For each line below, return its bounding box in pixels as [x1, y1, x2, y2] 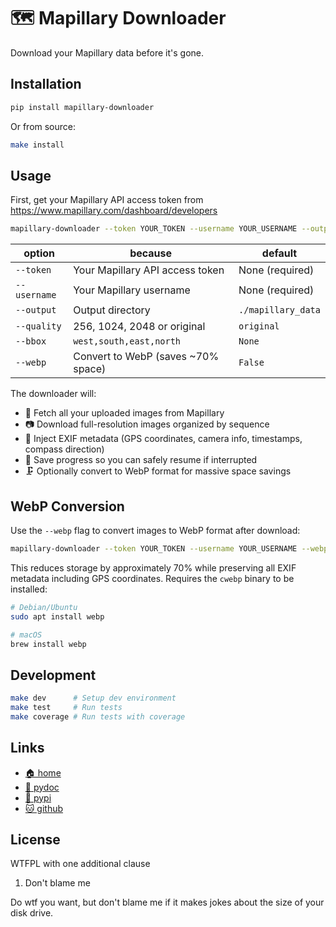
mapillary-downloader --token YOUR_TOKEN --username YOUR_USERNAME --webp [10, 544, 329, 554]
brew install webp [10, 639, 87, 649]
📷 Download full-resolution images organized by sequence [24, 418, 270, 430]
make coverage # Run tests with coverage [10, 711, 186, 722]
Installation [10, 76, 82, 93]
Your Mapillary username [73, 283, 191, 297]
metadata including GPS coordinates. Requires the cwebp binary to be [10, 572, 295, 584]
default [261, 246, 298, 260]
